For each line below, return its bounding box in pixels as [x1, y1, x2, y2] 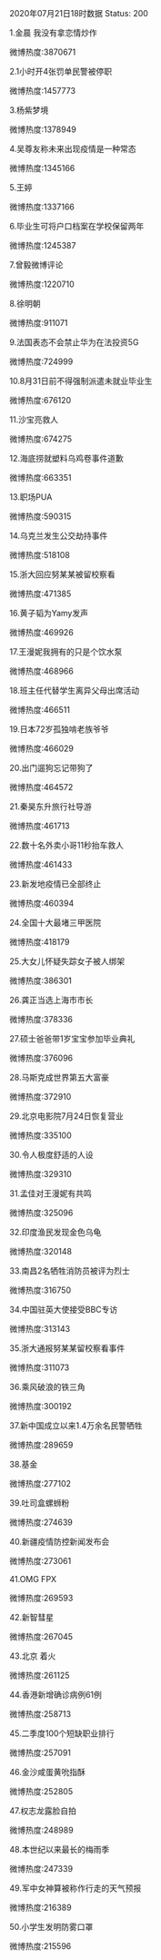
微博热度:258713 [9, 1709, 71, 1719]
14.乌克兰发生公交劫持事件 [9, 531, 108, 541]
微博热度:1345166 [9, 163, 75, 173]
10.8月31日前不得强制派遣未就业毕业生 [9, 376, 153, 386]
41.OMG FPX [9, 1574, 57, 1584]
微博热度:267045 [9, 1631, 74, 1641]
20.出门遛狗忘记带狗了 [9, 763, 94, 773]
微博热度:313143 [9, 1324, 71, 1334]
